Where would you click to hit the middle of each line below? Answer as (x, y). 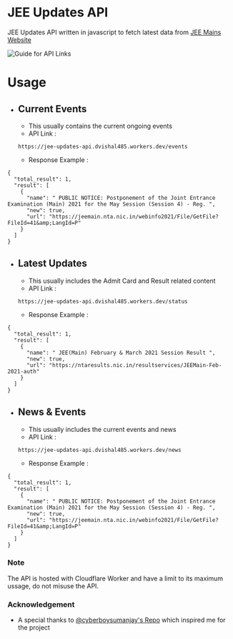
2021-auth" (24, 371)
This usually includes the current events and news (102, 429)
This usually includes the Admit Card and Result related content (122, 281)
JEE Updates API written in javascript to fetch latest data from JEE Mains (114, 32)
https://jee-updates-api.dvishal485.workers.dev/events (103, 146)
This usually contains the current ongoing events (100, 126)
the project (34, 628)
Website (20, 39)
